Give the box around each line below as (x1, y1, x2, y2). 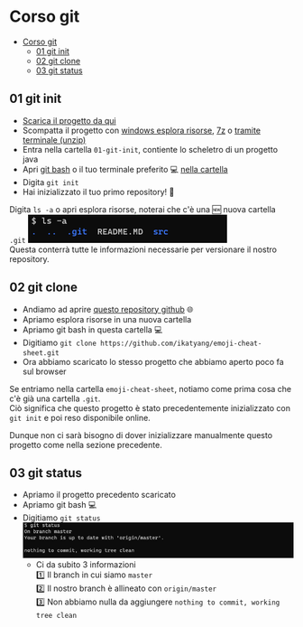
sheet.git (22, 348, 60, 358)
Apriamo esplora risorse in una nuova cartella (22, 313, 192, 324)
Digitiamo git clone (22, 337, 97, 348)
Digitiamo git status (22, 512, 101, 523)
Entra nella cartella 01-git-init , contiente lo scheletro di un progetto (22, 144, 278, 154)
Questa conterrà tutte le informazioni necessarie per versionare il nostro (9, 244, 278, 255)
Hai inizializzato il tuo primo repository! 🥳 (22, 186, 175, 197)
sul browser (22, 366, 67, 377)
